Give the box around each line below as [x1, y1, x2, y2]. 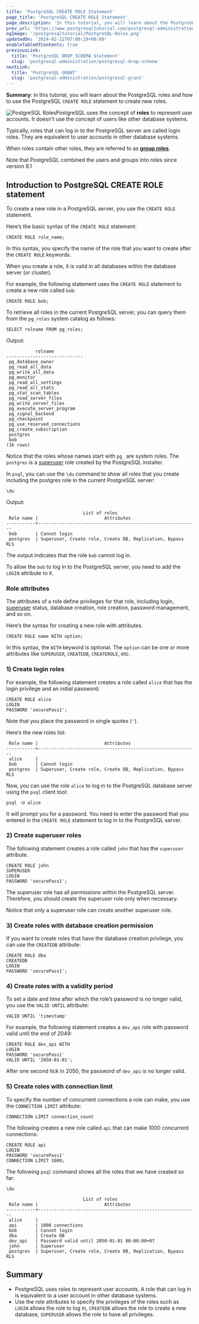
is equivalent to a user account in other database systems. [14, 1291, 158, 1299]
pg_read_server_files [8, 395, 62, 401]
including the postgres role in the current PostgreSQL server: [6, 476, 155, 483]
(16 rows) [6, 442, 31, 448]
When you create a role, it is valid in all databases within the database [6, 262, 176, 269]
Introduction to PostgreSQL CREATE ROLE [6, 180, 164, 190]
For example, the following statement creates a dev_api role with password [6, 1024, 188, 1031]
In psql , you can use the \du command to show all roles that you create [6, 470, 179, 477]
